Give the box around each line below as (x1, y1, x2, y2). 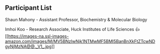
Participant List (5, 4, 52, 12)
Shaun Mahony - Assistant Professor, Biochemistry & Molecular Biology (5, 16, 147, 22)
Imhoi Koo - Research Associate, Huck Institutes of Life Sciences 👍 (5, 26, 140, 32)
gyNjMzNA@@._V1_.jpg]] (5, 43, 55, 49)
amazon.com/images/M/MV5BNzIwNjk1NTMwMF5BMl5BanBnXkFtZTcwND (5, 38, 156, 44)
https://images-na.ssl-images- (8, 33, 69, 39)
